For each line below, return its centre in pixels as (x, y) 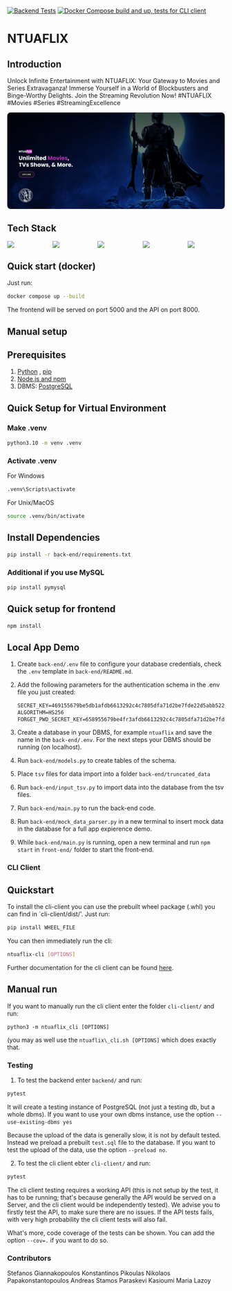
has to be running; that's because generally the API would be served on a (112, 1197)
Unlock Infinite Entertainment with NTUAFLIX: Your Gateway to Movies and (114, 81)
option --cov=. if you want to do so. (58, 1240)
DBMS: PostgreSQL (45, 386)
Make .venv (27, 428)
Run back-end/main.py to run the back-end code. (86, 808)
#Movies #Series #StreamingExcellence (64, 103)
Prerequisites (37, 355)
